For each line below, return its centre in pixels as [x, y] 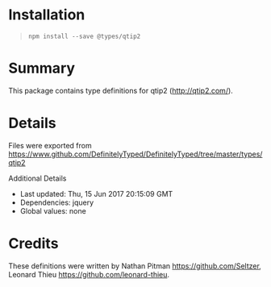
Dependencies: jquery [57, 202]
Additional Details [38, 178]
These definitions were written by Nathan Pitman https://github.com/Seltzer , [135, 266]
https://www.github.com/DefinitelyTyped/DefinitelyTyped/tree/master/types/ [135, 154]
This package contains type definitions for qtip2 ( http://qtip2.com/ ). [121, 90]
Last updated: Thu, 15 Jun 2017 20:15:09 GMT [96, 193]
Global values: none [53, 210]
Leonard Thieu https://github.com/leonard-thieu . [89, 274]
